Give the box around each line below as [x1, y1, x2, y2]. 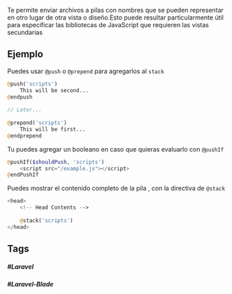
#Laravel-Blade [7, 280, 54, 288]
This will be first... [20, 126, 86, 133]
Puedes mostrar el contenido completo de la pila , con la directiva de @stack [7, 184, 226, 193]
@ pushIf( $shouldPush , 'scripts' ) [7, 159, 105, 166]
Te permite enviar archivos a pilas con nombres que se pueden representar [7, 6, 224, 14]
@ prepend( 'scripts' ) [7, 119, 68, 126]
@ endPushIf [7, 171, 39, 179]
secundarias [7, 28, 43, 36]
